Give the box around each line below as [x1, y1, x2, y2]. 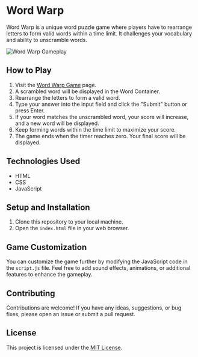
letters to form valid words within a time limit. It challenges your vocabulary [6, 29, 193, 37]
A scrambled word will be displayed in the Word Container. [14, 88, 161, 95]
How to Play [6, 66, 52, 76]
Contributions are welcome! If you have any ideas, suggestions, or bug [6, 304, 182, 311]
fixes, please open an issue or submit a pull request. [6, 311, 135, 317]
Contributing [6, 288, 55, 298]
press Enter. [14, 106, 45, 114]
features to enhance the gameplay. [6, 271, 93, 278]
